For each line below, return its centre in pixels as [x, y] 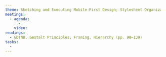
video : [21, 28]
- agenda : [20, 19]
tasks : [12, 42]
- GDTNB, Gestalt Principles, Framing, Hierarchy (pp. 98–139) [76, 38]
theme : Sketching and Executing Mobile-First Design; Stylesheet [74, 10]
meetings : [15, 14]
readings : [15, 33]
